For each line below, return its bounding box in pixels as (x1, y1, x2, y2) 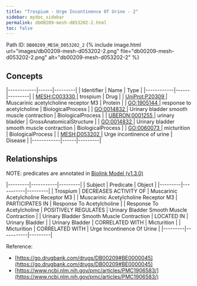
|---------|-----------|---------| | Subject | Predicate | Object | (6, 181, 157, 188)
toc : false (6, 25, 33, 31)
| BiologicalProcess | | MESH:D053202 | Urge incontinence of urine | (6, 131, 173, 138)
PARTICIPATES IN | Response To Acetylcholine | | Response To (6, 200, 159, 207)
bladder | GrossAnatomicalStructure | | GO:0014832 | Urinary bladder (6, 118, 175, 125)
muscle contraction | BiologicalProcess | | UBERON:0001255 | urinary (6, 112, 175, 119)
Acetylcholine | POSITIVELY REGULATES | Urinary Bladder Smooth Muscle (6, 206, 188, 213)
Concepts (6, 71, 43, 81)
